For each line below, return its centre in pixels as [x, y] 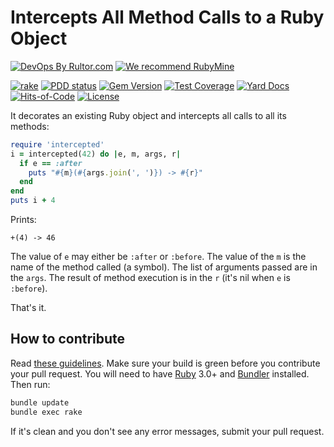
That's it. [28, 308]
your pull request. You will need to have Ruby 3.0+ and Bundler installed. [160, 373]
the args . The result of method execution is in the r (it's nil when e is [150, 278]
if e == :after [51, 163]
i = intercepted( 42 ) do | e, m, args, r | [96, 154]
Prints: [23, 220]
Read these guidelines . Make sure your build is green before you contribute [165, 363]
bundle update [40, 402]
